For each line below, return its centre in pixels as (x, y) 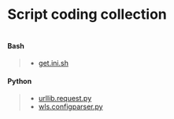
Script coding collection (87, 14)
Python (20, 81)
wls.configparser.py (70, 106)
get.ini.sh (53, 63)
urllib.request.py (65, 99)
